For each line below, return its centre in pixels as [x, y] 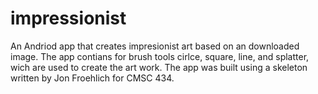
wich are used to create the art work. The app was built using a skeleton [159, 67]
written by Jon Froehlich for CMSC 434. [92, 78]
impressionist [68, 18]
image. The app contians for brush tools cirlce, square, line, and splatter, [160, 56]
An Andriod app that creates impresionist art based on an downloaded [155, 46]
